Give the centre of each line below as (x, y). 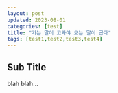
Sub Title (27, 67)
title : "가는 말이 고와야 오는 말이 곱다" (59, 33)
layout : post (26, 13)
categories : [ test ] (35, 26)
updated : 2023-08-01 (37, 20)
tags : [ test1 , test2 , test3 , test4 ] (55, 39)
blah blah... (23, 83)
